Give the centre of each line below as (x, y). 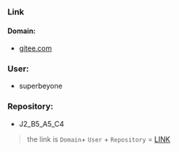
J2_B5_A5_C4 (42, 123)
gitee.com (35, 48)
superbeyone (40, 86)
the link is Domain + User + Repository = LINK (99, 139)
